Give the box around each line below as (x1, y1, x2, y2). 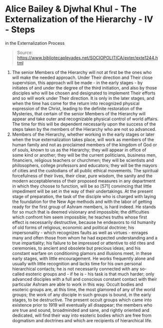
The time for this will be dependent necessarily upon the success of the (12, 121, 156, 127)
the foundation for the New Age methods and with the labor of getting (12, 199, 152, 204)
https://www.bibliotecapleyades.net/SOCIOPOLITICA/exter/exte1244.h (17, 55, 158, 60)
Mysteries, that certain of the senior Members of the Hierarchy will (12, 110, 146, 116)
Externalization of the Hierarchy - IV (5, 14, 153, 25)
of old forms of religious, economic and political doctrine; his (12, 224, 134, 230)
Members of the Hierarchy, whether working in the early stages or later (12, 131, 155, 137)
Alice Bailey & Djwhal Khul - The (5, 3, 137, 15)
